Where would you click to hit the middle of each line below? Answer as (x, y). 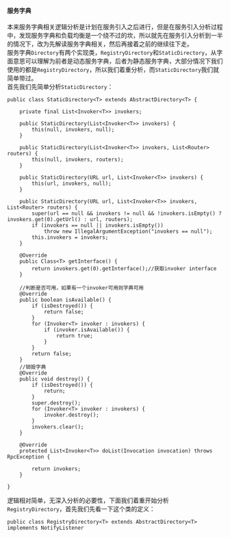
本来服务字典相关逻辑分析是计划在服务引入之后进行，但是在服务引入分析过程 (115, 27)
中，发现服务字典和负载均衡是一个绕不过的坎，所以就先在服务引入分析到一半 (115, 36)
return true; (75, 336)
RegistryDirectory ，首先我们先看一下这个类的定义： (81, 509)
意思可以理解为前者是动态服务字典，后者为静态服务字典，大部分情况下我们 (118, 61)
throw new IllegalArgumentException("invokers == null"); (128, 232)
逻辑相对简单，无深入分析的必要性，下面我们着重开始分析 (88, 500)
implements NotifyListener (46, 528)
